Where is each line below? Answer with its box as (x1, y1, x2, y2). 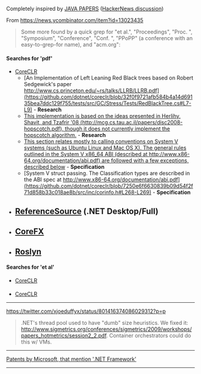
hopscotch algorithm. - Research (23, 132, 106, 139)
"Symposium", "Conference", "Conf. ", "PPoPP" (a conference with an (20, 35, 193, 41)
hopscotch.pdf (23, 125, 60, 132)
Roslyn (14, 247, 42, 257)
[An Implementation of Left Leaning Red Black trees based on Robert (23, 74, 193, 81)
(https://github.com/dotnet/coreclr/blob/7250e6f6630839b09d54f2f (23, 183, 193, 190)
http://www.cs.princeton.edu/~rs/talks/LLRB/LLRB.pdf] (23, 87, 160, 95)
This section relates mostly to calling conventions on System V (23, 138, 178, 145)
